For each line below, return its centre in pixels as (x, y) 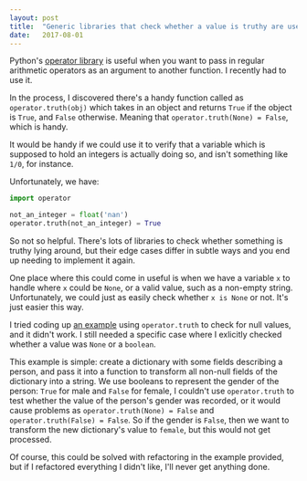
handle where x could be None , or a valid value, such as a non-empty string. (151, 288)
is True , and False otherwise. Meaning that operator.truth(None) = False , (149, 117)
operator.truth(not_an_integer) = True (85, 224)
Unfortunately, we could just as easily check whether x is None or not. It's (149, 297)
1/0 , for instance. (42, 164)
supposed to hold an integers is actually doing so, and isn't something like (149, 154)
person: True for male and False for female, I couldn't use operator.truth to (152, 391)
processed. (31, 439)
